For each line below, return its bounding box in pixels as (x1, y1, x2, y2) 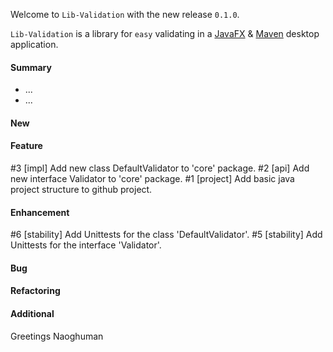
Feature (10, 140, 43, 152)
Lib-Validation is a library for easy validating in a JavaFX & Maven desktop (10, 28, 320, 39)
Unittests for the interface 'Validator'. (10, 239, 162, 251)
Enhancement (10, 206, 70, 218)
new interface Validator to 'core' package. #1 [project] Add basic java (10, 173, 295, 184)
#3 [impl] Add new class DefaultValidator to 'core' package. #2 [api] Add (10, 162, 310, 174)
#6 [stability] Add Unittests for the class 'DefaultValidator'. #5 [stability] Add (10, 229, 323, 241)
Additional (10, 307, 55, 319)
